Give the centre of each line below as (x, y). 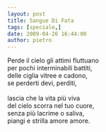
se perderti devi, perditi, (42, 83)
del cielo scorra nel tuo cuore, (51, 106)
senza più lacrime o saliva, (46, 114)
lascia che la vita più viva (44, 98)
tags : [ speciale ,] (34, 27)
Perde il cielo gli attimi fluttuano (53, 60)
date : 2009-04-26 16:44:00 (47, 34)
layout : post (26, 14)
